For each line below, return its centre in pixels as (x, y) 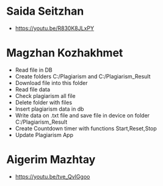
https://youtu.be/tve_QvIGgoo (53, 176)
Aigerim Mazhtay (51, 160)
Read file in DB (34, 70)
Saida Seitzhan (45, 11)
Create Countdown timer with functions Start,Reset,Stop (86, 128)
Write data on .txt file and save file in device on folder (82, 115)
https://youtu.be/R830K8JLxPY (55, 28)
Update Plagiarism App (44, 135)
